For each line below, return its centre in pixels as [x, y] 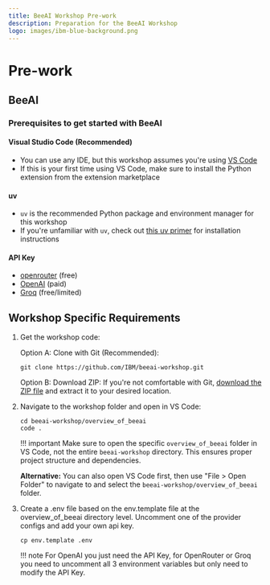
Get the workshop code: [60, 337]
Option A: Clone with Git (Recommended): [89, 353]
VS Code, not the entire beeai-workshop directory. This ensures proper [136, 452]
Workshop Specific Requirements [94, 317]
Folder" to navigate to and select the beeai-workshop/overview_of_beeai [139, 484]
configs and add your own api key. [77, 526]
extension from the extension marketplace [90, 177]
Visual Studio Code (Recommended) [70, 142]
